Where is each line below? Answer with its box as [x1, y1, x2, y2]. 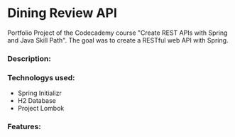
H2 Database [17, 97, 57, 105]
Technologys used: [7, 72, 75, 82]
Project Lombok [17, 104, 65, 113]
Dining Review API [7, 5, 117, 21]
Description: [7, 53, 51, 63]
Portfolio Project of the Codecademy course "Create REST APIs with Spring [7, 28, 228, 37]
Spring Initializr [17, 89, 62, 97]
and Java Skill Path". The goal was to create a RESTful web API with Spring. [7, 35, 229, 44]
